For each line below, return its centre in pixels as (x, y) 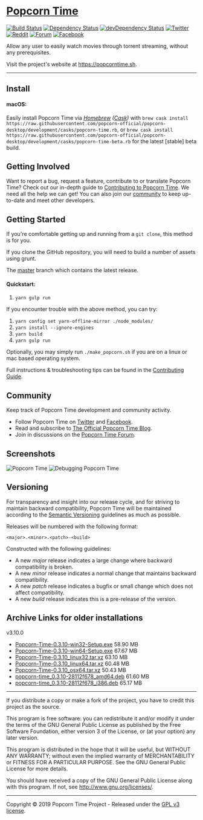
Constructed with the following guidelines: (59, 548)
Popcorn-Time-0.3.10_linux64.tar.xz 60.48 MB (72, 663)
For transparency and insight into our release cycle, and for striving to (93, 502)
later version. (23, 737)
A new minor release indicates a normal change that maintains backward (105, 573)
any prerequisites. (29, 52)
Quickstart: (21, 284)
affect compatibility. (40, 592)
